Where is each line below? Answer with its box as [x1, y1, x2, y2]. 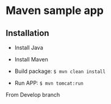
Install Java [14, 44, 43, 51]
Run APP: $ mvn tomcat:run [14, 80, 84, 86]
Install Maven [14, 56, 48, 63]
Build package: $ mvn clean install [14, 68, 106, 75]
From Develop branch [5, 91, 60, 98]
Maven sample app [5, 4, 104, 18]
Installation [5, 28, 49, 38]
